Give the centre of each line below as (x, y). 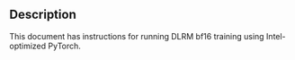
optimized (28, 46)
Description (43, 15)
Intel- (276, 36)
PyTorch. (64, 46)
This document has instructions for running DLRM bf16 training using (137, 36)
